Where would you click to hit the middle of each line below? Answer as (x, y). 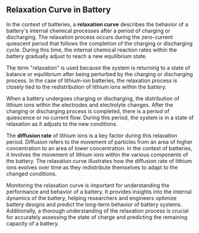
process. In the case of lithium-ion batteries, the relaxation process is (92, 80)
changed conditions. (31, 174)
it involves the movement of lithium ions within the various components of (97, 155)
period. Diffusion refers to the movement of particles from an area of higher (99, 142)
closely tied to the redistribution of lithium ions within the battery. (86, 87)
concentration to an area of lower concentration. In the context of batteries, (99, 148)
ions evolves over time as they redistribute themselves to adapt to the (92, 167)
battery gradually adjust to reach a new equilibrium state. (77, 56)
